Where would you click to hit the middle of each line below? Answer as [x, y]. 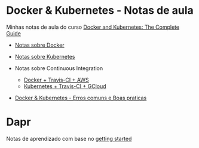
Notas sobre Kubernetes [45, 56]
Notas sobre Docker [39, 45]
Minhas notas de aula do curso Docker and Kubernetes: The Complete [93, 27]
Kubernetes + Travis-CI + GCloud [65, 86]
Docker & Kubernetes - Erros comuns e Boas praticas [81, 98]
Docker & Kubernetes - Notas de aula [100, 10]
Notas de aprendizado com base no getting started [69, 138]
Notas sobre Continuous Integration [59, 68]
